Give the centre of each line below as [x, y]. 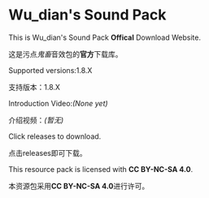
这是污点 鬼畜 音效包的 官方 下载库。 [65, 54]
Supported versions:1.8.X [50, 70]
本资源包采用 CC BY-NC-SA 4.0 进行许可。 [79, 186]
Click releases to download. [55, 136]
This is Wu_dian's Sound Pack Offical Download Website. [105, 37]
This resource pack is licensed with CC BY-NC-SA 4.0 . [101, 169]
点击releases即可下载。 [48, 153]
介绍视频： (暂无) [36, 120]
